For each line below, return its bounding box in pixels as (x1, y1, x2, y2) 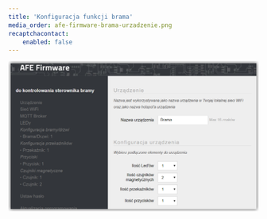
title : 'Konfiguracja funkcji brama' (8, 13, 133, 21)
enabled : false (22, 38, 73, 46)
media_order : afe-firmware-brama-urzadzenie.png (8, 21, 172, 29)
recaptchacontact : (8, 29, 69, 37)
